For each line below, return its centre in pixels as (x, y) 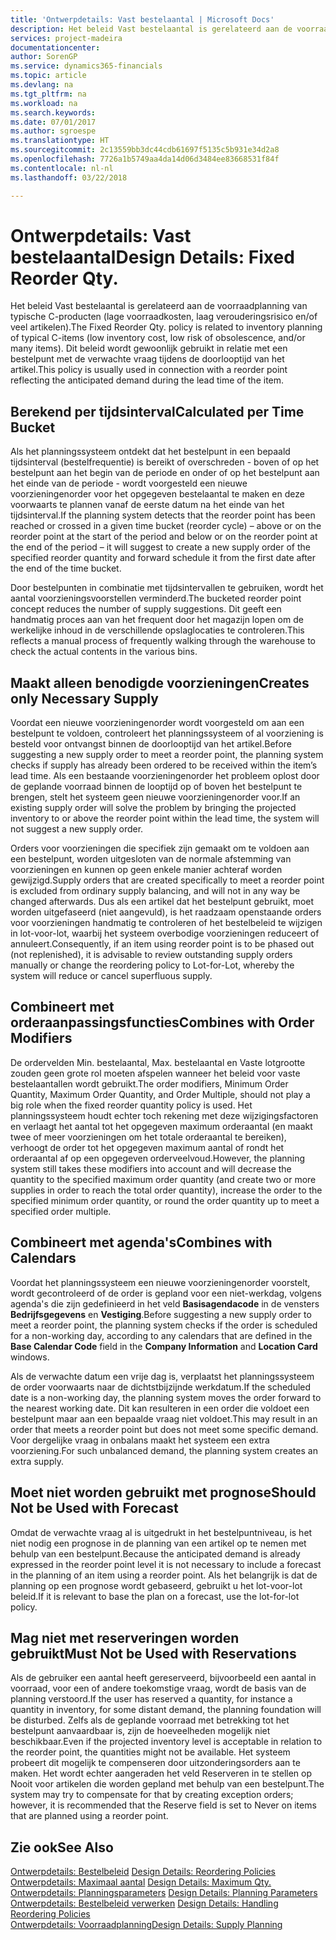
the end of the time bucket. (66, 568)
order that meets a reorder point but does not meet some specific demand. (164, 1429)
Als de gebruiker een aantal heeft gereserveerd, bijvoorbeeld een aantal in (163, 1678)
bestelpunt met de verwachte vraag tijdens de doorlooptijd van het (147, 359)
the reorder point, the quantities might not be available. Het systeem (150, 1752)
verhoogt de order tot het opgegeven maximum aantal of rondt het (147, 1147)
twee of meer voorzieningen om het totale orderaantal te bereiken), (148, 1137)
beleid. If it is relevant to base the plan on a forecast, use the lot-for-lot (155, 1596)
